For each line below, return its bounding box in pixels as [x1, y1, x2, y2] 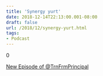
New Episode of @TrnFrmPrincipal [6, 63, 89, 70]
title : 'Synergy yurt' [6, 8, 61, 15]
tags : [6, 30, 19, 36]
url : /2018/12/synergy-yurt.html [6, 25, 87, 31]
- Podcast [6, 36, 30, 42]
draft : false [6, 19, 38, 25]
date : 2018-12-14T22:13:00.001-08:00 [6, 14, 98, 20]
